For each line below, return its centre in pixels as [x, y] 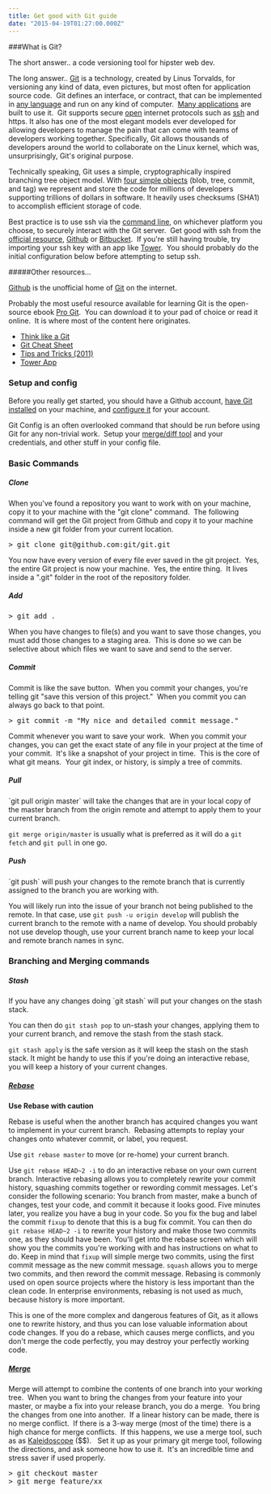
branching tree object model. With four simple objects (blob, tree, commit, [131, 180]
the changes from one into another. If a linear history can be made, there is [134, 1415]
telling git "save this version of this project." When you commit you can [127, 696]
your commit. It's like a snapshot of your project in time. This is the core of [134, 753]
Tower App [38, 362]
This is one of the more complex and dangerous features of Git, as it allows [133, 1315]
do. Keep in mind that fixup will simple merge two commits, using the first [131, 1257]
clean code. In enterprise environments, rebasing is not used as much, [126, 1291]
